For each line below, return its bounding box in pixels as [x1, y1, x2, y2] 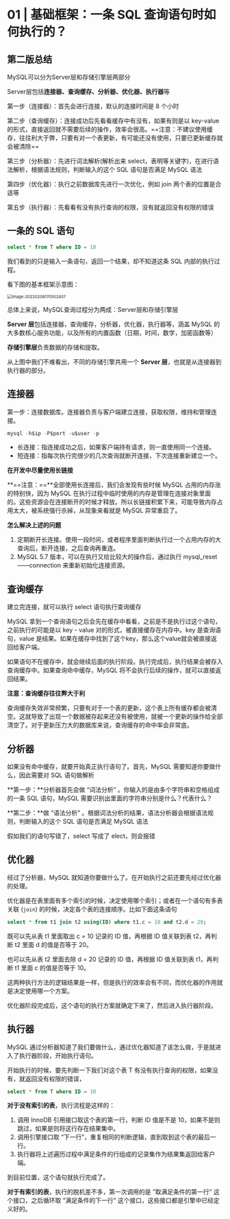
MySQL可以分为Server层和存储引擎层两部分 [7, 73, 131, 81]
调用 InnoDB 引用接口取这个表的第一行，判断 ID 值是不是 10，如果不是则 [16, 1116, 220, 1124]
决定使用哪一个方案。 [12, 987, 73, 995]
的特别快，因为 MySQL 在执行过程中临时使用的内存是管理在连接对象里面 [7, 489, 212, 497]
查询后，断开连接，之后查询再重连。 [16, 544, 120, 552]
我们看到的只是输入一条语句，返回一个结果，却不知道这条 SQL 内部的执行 [7, 257, 214, 265]
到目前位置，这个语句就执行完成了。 [7, 1173, 110, 1181]
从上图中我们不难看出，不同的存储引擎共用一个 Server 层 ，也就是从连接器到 [7, 358, 222, 366]
